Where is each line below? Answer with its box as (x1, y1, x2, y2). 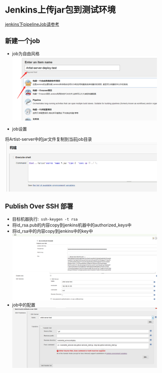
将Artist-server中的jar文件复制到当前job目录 (5, 136, 93, 142)
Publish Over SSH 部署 (5, 202, 73, 210)
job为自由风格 (12, 50, 40, 56)
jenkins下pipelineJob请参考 (5, 21, 59, 27)
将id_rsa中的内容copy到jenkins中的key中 (12, 228, 93, 234)
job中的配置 (12, 302, 36, 308)
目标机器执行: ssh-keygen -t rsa (12, 216, 78, 222)
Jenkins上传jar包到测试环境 (5, 4, 116, 15)
